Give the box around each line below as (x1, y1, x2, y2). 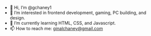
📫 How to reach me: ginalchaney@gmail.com (9, 26, 103, 31)
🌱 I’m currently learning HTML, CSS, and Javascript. (9, 20, 116, 26)
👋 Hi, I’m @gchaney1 (9, 5, 52, 10)
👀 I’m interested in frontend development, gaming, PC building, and (9, 10, 147, 16)
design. (9, 15, 26, 20)
